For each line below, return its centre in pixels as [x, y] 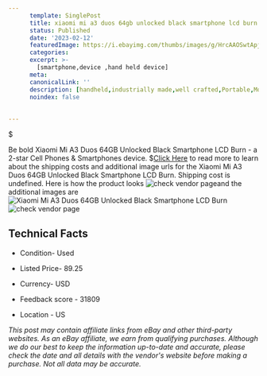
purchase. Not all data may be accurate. [75, 363]
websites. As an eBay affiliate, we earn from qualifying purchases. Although [133, 338]
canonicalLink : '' [60, 82]
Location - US [43, 314]
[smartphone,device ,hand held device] [103, 68]
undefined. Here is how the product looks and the [125, 183]
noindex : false [54, 97]
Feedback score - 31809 [60, 299]
